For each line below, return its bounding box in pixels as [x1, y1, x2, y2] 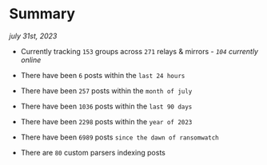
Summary [9, 5, 75, 23]
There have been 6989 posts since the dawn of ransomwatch [20, 132, 219, 142]
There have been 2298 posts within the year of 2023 [20, 116, 193, 126]
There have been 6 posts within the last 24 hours [20, 70, 185, 80]
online [20, 55, 42, 65]
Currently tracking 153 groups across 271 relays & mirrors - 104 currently [20, 46, 259, 56]
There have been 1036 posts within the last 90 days [20, 101, 193, 111]
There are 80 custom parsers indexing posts [20, 147, 166, 157]
